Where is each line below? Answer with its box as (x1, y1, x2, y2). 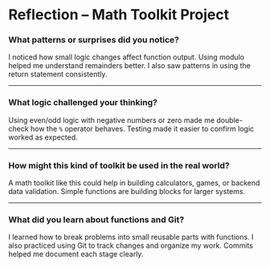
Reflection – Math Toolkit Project (8, 6, 230, 24)
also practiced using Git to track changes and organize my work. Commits (8, 241, 253, 250)
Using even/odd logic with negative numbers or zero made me (8, 115, 215, 125)
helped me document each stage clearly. (8, 249, 144, 259)
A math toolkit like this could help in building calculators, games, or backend (8, 178, 260, 188)
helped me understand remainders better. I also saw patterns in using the (8, 61, 251, 71)
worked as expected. (8, 132, 78, 142)
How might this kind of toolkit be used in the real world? (8, 160, 231, 171)
